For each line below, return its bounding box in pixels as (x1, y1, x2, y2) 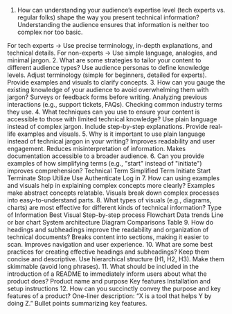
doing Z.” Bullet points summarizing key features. (7, 299, 148, 307)
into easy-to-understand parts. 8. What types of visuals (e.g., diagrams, (7, 196, 212, 204)
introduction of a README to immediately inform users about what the (7, 270, 207, 278)
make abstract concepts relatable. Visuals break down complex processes (7, 189, 220, 197)
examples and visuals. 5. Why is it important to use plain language (17, 130, 206, 138)
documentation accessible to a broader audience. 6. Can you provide (7, 152, 204, 160)
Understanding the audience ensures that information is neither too (17, 21, 209, 28)
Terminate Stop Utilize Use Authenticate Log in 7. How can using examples (7, 174, 220, 182)
